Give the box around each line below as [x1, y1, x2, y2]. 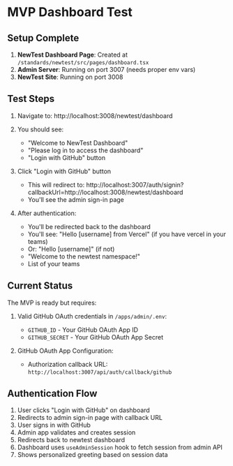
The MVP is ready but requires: [7, 298, 97, 307]
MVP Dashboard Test [7, 4, 133, 20]
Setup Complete [7, 32, 80, 44]
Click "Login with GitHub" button [17, 167, 112, 175]
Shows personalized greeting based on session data [17, 451, 169, 459]
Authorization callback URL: [27, 360, 108, 368]
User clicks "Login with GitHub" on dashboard [17, 406, 150, 414]
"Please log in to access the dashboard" [27, 146, 144, 154]
